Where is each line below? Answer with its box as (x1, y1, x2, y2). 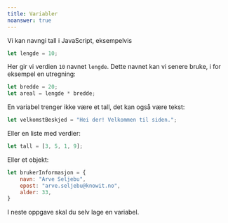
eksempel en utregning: (7, 70, 76, 78)
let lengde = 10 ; (7, 50, 58, 57)
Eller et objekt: (7, 155, 49, 164)
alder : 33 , (20, 189, 52, 196)
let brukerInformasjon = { (7, 169, 86, 176)
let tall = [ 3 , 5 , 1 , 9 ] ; (7, 143, 83, 150)
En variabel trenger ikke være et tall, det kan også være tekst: (7, 103, 185, 111)
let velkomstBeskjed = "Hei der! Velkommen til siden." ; (7, 117, 177, 124)
